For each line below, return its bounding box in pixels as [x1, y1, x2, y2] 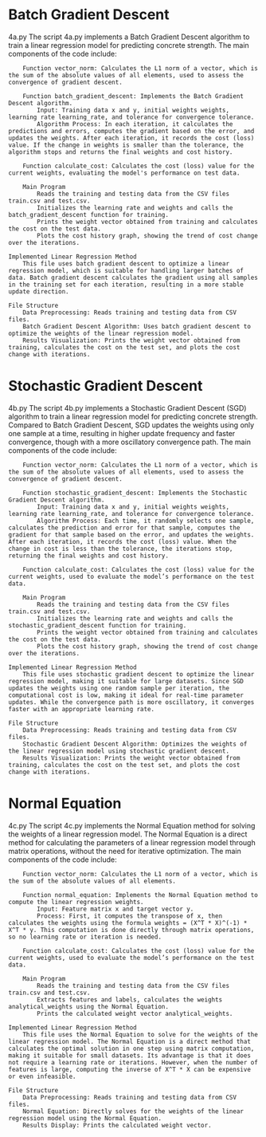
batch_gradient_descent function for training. [8, 210, 170, 218]
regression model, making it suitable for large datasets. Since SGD [8, 677, 244, 685]
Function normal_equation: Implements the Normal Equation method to [22, 891, 259, 899]
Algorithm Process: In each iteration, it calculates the [37, 120, 233, 128]
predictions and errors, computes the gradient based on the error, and [8, 127, 255, 135]
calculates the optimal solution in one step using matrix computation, [8, 1045, 255, 1052]
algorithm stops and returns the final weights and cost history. [8, 148, 233, 156]
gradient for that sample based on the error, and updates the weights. [8, 530, 255, 539]
